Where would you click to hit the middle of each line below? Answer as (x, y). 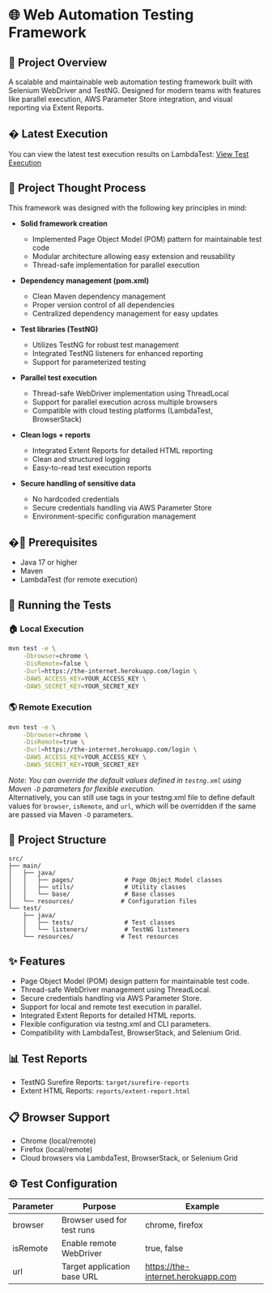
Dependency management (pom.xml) (85, 280)
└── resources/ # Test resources (101, 936)
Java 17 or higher (49, 562)
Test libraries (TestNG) (59, 329)
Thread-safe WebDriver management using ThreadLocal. (116, 990)
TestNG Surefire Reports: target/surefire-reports (104, 1083)
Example (202, 1206)
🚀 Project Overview (58, 62)
